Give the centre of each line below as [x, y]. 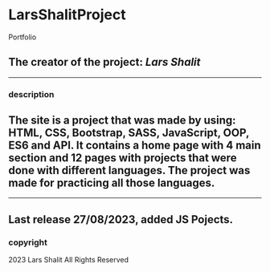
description [31, 94]
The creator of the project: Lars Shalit [104, 62]
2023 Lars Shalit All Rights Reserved [69, 260]
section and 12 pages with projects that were [123, 158]
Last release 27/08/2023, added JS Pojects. [121, 219]
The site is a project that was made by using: [122, 121]
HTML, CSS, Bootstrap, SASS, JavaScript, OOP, [129, 133]
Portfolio [22, 37]
